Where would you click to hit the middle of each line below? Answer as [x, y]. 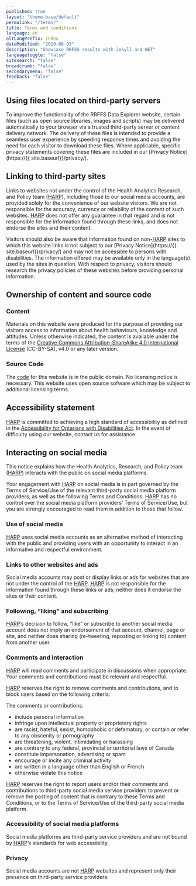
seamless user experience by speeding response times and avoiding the [93, 139]
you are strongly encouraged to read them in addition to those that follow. [94, 509]
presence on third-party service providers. [58, 877]
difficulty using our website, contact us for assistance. [71, 434]
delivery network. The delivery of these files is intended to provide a [88, 133]
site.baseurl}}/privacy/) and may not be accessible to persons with [86, 251]
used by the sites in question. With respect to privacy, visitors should [89, 264]
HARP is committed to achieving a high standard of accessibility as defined [97, 422]
